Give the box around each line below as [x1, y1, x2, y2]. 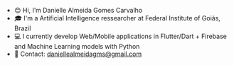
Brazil [14, 24, 31, 32]
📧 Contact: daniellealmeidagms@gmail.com [14, 49, 142, 58]
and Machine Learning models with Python [14, 42, 140, 50]
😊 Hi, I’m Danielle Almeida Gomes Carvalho [14, 6, 143, 14]
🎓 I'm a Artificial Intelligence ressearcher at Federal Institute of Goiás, [14, 14, 220, 22]
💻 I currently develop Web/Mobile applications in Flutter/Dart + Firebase [14, 32, 228, 40]
